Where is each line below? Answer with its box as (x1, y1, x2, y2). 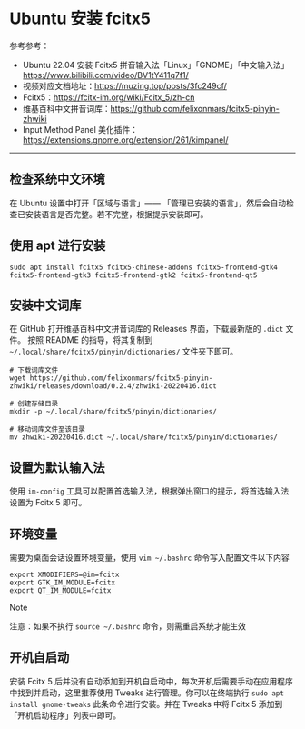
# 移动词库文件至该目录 (9, 424, 86, 434)
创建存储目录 (17, 399, 59, 409)
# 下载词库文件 (9, 365, 59, 375)
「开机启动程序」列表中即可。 (9, 710, 121, 721)
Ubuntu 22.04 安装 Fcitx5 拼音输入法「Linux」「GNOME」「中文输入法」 (22, 59, 290, 70)
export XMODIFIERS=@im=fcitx (9, 570, 120, 579)
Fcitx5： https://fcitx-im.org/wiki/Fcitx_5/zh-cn (22, 92, 195, 103)
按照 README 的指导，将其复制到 (26, 335, 153, 345)
